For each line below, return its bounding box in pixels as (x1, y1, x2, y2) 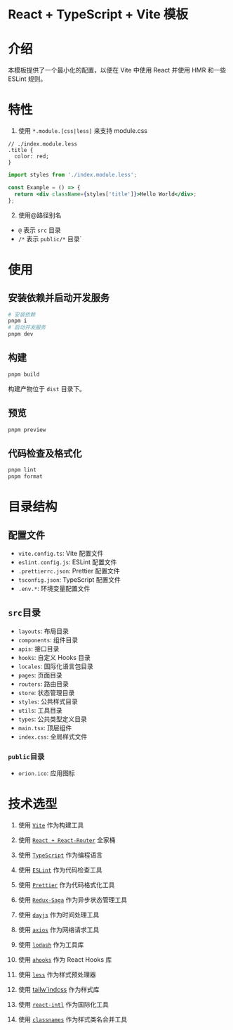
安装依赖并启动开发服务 (8, 292, 109, 304)
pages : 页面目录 (18, 670, 62, 679)
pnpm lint (8, 466, 37, 473)
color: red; (14, 153, 50, 160)
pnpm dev (8, 331, 34, 338)
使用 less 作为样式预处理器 (18, 970, 97, 979)
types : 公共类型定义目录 (18, 715, 87, 723)
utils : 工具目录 (18, 706, 62, 714)
